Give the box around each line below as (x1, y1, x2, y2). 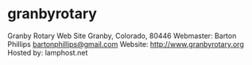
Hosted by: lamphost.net (7, 48, 88, 57)
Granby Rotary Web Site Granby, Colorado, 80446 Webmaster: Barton (7, 31, 237, 40)
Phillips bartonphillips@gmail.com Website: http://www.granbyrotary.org (7, 39, 244, 48)
